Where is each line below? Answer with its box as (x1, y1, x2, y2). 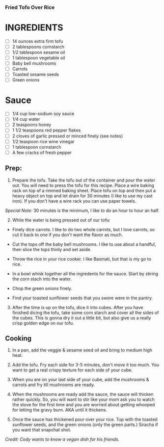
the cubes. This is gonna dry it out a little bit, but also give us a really (12, 315, 151, 320)
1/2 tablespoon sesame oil (12, 49, 65, 55)
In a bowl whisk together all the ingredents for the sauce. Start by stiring (12, 270, 159, 276)
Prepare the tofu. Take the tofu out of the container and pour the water (12, 177, 156, 183)
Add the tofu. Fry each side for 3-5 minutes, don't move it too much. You (12, 362, 160, 368)
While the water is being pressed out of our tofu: (12, 217, 110, 223)
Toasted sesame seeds (12, 72, 59, 78)
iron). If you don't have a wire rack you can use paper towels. (12, 198, 137, 204)
